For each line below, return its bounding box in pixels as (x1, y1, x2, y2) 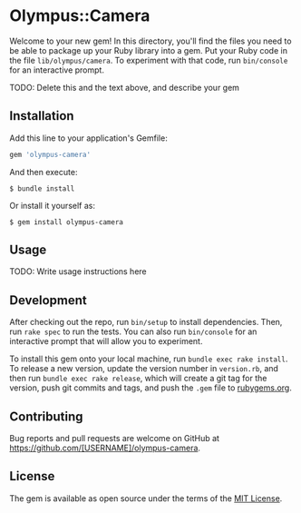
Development (9, 292, 88, 308)
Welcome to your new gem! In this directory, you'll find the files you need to (9, 35, 292, 46)
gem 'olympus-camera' (9, 150, 92, 159)
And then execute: (9, 166, 78, 177)
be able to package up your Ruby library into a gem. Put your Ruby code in (9, 44, 288, 55)
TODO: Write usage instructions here (9, 266, 147, 277)
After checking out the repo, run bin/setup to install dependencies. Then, (9, 317, 283, 328)
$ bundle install (9, 183, 75, 193)
